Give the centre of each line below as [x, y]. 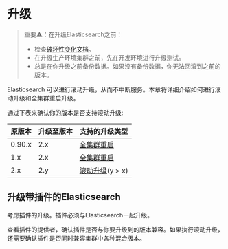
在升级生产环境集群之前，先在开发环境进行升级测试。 [110, 57]
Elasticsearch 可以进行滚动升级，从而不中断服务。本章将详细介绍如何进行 [111, 89]
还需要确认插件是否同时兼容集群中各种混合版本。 [76, 238]
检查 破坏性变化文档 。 [64, 49]
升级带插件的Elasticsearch [64, 197]
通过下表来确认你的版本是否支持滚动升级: [65, 112]
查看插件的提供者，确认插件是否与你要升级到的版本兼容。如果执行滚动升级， [115, 229]
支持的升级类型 [104, 131]
